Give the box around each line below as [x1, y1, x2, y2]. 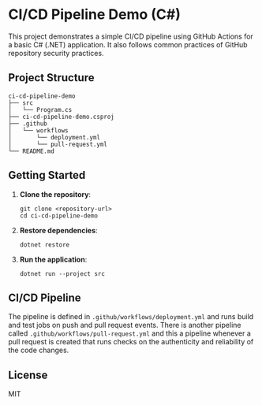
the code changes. [8, 345, 69, 355]
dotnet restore [19, 240, 70, 249]
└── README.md [8, 147, 55, 155]
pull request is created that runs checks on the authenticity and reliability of [8, 337, 254, 347]
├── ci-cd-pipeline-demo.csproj [8, 113, 114, 121]
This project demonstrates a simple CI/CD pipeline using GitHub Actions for [8, 32, 254, 41]
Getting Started [8, 169, 86, 182]
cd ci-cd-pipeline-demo [19, 211, 99, 220]
